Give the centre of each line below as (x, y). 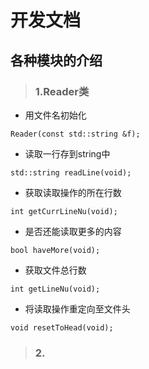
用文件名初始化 (55, 115)
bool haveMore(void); (55, 250)
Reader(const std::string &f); (75, 134)
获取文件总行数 (55, 270)
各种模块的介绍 (56, 60)
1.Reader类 (62, 91)
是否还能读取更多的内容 (73, 231)
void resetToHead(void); (62, 327)
